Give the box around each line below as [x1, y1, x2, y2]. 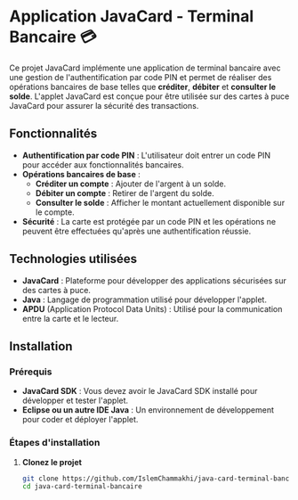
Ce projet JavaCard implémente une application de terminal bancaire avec [9, 62, 282, 73]
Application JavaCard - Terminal [9, 6, 254, 27]
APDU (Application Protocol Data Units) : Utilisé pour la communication [21, 303, 283, 314]
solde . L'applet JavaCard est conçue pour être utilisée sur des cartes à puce [9, 91, 290, 102]
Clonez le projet [21, 456, 83, 467]
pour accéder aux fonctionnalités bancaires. [21, 159, 184, 170]
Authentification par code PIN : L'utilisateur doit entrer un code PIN [21, 150, 271, 160]
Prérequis [9, 365, 52, 378]
